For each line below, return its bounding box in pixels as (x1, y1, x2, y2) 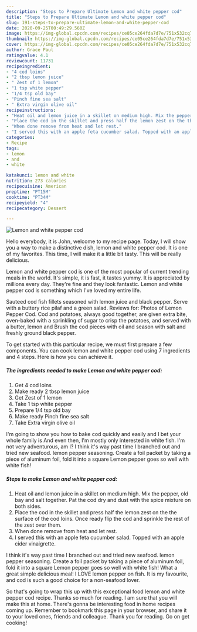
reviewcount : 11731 (6, 58, 54, 64)
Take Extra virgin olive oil (14, 419, 75, 427)
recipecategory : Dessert (6, 205, 67, 211)
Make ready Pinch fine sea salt (14, 413, 90, 420)
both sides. (14, 503, 42, 510)
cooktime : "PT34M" (6, 194, 51, 200)
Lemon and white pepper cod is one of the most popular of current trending (6, 268, 189, 275)
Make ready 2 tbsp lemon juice (14, 388, 90, 395)
